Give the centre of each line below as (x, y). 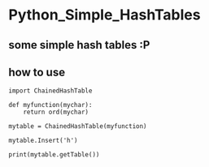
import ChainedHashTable (50, 91)
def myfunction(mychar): (50, 105)
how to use (37, 72)
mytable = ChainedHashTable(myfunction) (78, 126)
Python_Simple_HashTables (104, 15)
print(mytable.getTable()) (54, 155)
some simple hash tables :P (79, 45)
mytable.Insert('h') (44, 141)
